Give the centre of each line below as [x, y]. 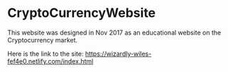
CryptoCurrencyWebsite [82, 13]
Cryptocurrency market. [43, 40]
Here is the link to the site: [45, 54]
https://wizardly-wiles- [118, 54]
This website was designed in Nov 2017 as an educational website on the [114, 32]
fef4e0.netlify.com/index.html [50, 61]
